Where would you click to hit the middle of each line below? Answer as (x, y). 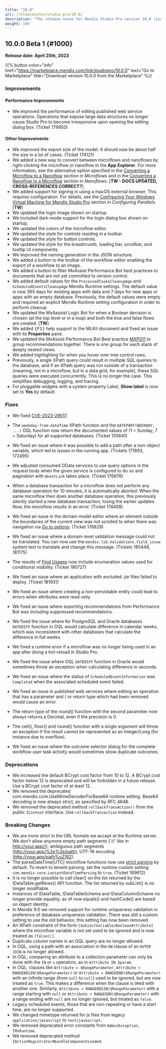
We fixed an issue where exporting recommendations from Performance (86, 606)
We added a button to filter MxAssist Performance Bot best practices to (85, 271)
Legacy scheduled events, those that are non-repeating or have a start (84, 1004)
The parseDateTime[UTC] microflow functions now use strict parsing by (85, 862)
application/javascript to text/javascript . (57, 1020)
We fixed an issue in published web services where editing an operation (85, 691)
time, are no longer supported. (43, 1010)
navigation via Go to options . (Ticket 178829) (58, 526)
